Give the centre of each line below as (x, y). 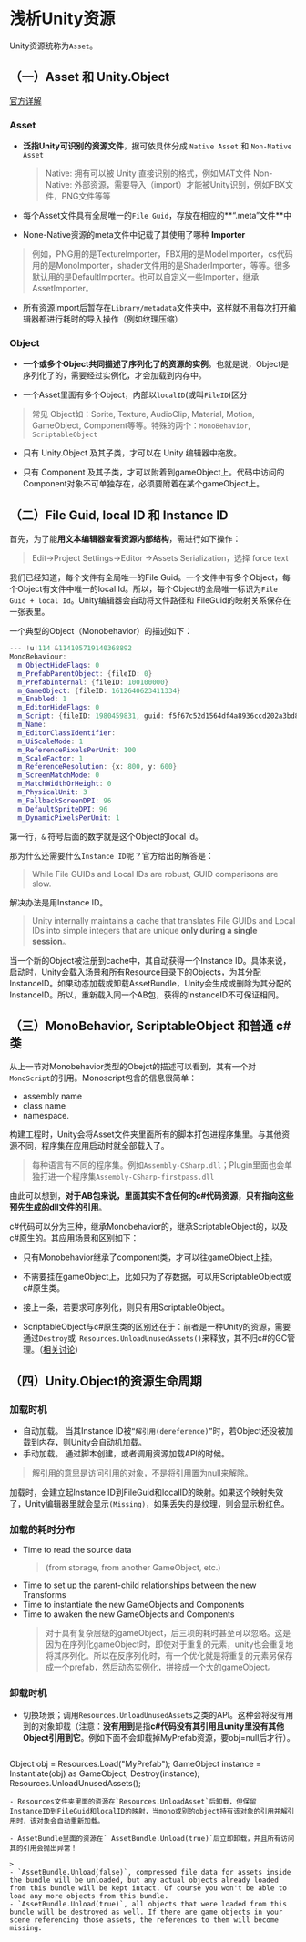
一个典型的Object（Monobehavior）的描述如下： (101, 631)
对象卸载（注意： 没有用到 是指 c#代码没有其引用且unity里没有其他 (162, 1726)
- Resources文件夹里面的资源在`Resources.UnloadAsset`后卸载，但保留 (133, 1801)
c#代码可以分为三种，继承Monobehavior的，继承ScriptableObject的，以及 (149, 1227)
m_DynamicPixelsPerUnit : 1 (69, 818)
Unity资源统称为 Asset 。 (54, 46)
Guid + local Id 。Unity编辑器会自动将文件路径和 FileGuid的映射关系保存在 (150, 600)
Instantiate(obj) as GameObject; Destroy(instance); (105, 1773)
